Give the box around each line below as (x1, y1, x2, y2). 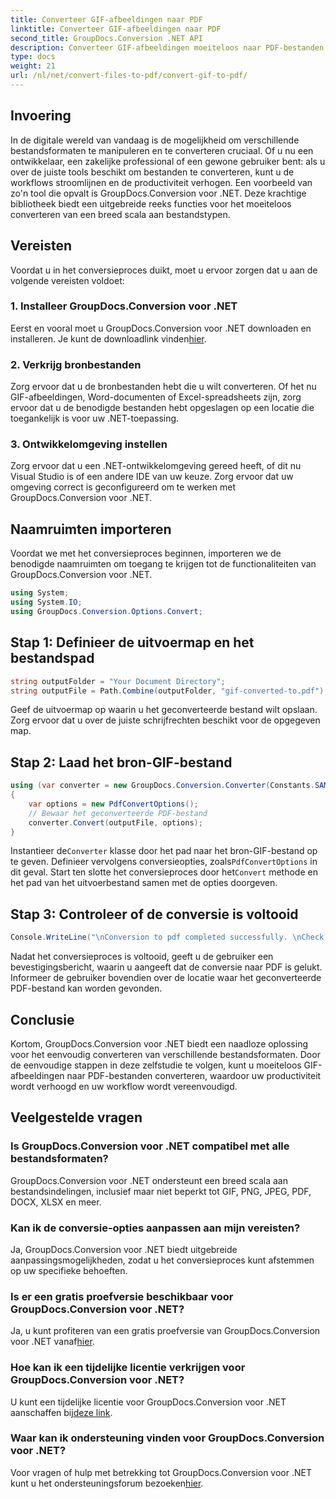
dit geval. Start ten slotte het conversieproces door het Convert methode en (10, 866, 318, 878)
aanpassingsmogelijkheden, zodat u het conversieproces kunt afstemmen (10, 1254, 315, 1266)
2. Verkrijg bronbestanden (10, 357, 142, 371)
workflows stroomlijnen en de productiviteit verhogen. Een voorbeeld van (10, 176, 313, 188)
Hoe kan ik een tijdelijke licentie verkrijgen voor (10, 1361, 246, 1375)
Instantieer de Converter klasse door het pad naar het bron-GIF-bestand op (10, 845, 318, 857)
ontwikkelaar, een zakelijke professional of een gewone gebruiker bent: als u (10, 155, 326, 167)
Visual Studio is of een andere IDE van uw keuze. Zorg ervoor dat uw (10, 471, 294, 483)
